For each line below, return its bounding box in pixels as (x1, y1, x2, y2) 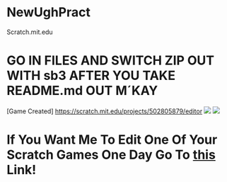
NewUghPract (6, 4, 91, 21)
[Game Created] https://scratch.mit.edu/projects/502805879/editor (6, 107, 203, 115)
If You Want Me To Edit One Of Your (6, 132, 218, 148)
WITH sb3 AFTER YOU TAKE (6, 68, 176, 84)
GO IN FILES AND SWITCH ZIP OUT (6, 52, 215, 69)
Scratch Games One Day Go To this (6, 147, 216, 163)
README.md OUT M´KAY (6, 83, 158, 99)
